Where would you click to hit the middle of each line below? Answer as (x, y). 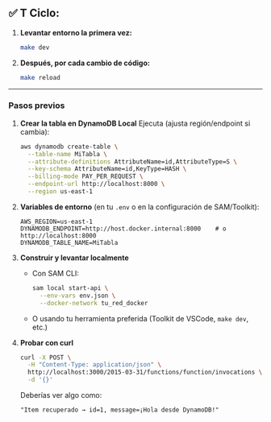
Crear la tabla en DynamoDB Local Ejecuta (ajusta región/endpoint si (135, 123)
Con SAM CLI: (55, 273)
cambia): (35, 131)
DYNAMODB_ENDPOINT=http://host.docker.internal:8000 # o (123, 229)
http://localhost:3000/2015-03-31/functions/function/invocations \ (145, 372)
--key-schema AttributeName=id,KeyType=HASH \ (107, 169)
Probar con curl (47, 342)
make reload (40, 77)
